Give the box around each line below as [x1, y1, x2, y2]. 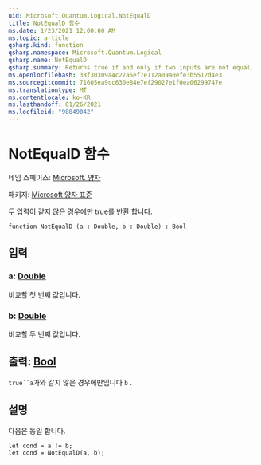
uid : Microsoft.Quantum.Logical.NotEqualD [8, 11, 151, 20]
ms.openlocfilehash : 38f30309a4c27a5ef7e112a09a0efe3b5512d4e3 [8, 71, 223, 79]
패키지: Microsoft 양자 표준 [8, 189, 93, 199]
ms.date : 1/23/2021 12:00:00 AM [8, 26, 115, 34]
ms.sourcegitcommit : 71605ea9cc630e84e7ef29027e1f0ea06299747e [8, 78, 223, 86]
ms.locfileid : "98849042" [8, 108, 94, 116]
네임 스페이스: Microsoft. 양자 [8, 172, 101, 182]
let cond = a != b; [8, 442, 73, 450]
